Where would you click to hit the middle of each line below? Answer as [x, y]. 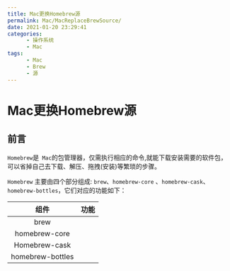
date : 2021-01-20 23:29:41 [47, 27]
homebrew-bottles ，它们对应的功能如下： [67, 190]
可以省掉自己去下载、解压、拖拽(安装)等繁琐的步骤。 [84, 166]
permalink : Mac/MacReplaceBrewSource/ [64, 21]
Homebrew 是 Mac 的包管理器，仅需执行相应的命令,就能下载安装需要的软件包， [117, 157]
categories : [25, 34]
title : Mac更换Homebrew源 [44, 14]
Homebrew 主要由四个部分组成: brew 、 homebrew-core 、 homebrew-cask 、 [108, 181]
